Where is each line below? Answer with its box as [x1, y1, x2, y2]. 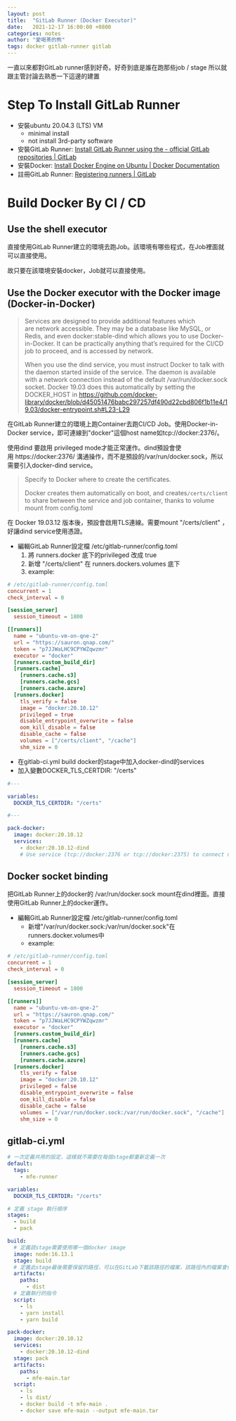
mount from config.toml [24, 504, 93, 512]
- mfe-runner [20, 1173, 58, 1180]
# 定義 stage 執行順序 [7, 1205, 67, 1212]
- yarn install [20, 1309, 65, 1316]
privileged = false [20, 1083, 77, 1090]
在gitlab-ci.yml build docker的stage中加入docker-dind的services [17, 757, 205, 765]
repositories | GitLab [17, 153, 77, 161]
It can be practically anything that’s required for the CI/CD [56, 339, 224, 348]
